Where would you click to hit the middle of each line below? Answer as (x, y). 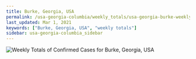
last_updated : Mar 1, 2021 (39, 22)
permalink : (19, 17)
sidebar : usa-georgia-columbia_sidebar (55, 33)
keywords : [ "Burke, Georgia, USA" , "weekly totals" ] (71, 28)
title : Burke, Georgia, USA (40, 11)
